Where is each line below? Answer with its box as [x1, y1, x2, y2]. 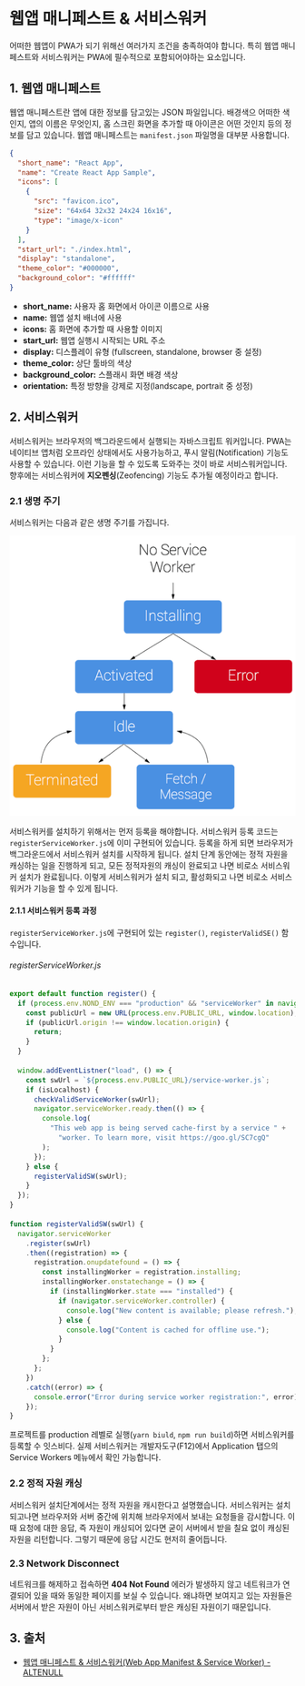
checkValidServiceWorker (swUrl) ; [33, 1094, 161, 1104]
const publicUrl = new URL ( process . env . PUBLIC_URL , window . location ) [25, 1008, 295, 1018]
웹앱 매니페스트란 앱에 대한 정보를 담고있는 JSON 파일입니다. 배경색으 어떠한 [9, 107, 280, 117]
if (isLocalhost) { [25, 1085, 100, 1094]
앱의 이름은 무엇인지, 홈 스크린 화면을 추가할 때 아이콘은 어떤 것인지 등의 [28, 117, 283, 128]
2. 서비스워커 [9, 410, 79, 425]
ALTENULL [22, 1667, 64, 1678]
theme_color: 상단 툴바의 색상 [22, 357, 133, 369]
